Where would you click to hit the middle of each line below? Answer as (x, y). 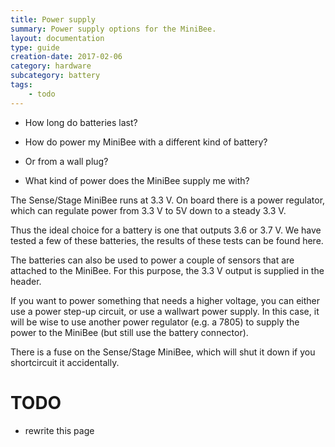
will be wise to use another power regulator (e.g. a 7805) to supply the (155, 322)
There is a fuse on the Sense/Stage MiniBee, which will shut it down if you (163, 352)
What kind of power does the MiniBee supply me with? (137, 180)
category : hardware (51, 66)
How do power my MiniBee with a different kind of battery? (146, 142)
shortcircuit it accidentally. (65, 362)
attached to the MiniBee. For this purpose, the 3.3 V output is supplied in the (167, 270)
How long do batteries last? (81, 122)
